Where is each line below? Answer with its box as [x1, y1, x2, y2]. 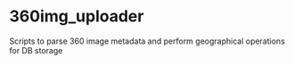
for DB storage [9, 45, 63, 55]
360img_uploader [9, 6, 144, 27]
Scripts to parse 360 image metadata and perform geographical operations [9, 36, 285, 46]
